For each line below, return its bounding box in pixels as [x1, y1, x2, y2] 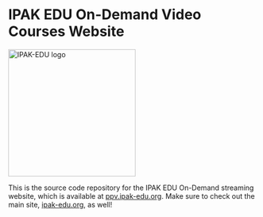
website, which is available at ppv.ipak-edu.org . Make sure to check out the [8, 191, 256, 200]
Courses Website [8, 22, 125, 41]
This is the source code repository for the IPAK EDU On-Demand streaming [8, 183, 254, 192]
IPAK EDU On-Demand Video [8, 6, 202, 24]
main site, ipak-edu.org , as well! [8, 200, 113, 209]
